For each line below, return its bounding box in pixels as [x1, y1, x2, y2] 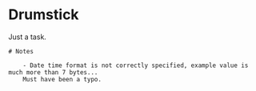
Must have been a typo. [22, 75, 102, 83]
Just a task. [8, 32, 46, 42]
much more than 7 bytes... [8, 68, 98, 77]
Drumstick [8, 6, 79, 24]
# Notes [8, 47, 34, 55]
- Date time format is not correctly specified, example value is [22, 61, 249, 69]
